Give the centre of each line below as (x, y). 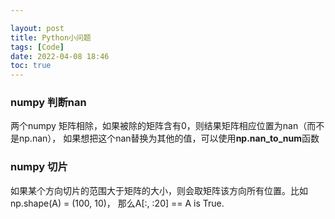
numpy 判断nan (48, 103)
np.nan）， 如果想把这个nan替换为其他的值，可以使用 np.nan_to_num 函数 (169, 138)
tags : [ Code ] (37, 47)
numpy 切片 (39, 167)
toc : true (31, 66)
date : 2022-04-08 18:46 (60, 56)
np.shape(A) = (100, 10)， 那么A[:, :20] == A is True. (117, 203)
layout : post (37, 28)
